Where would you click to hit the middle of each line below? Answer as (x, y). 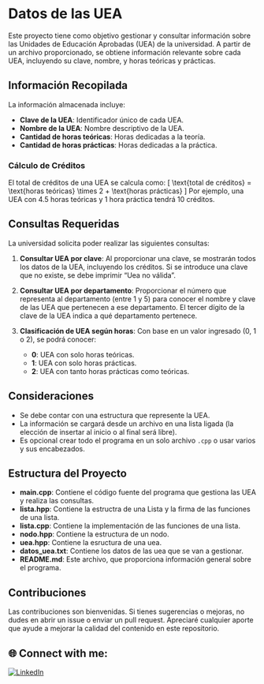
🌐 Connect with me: (58, 653)
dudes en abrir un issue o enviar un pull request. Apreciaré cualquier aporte (131, 620)
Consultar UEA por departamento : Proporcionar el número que (123, 290)
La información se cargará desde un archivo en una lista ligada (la (126, 424)
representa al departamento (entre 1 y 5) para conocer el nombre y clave (138, 299)
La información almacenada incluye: (67, 104)
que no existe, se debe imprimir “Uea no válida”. (97, 275)
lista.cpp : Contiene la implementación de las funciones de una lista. (130, 526)
